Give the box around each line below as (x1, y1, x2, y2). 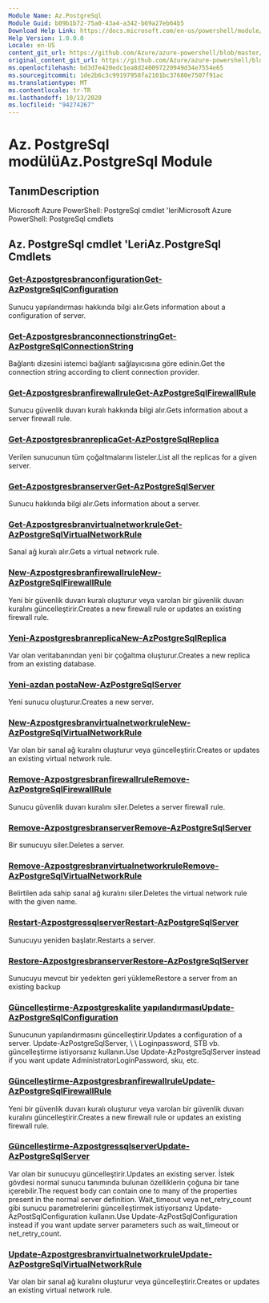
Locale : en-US (8, 42, 56, 50)
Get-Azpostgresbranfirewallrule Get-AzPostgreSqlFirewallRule (8, 388, 256, 399)
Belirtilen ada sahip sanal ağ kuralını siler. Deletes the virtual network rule (8, 888, 247, 898)
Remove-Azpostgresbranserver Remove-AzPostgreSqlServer (8, 822, 252, 833)
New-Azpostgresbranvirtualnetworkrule (8, 718, 170, 729)
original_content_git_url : (8, 57, 98, 65)
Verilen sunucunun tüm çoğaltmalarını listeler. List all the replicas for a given (8, 452, 258, 461)
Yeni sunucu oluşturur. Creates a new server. (8, 698, 155, 707)
